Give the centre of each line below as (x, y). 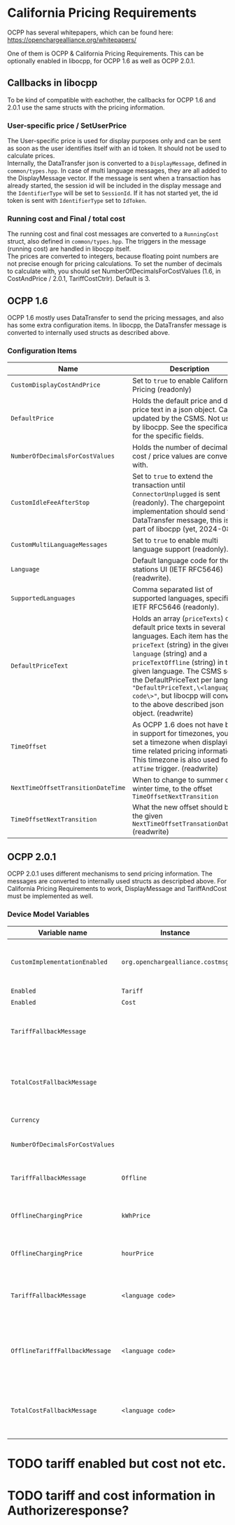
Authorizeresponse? (68, 1510)
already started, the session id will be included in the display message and (114, 186)
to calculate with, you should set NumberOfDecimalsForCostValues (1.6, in (114, 271)
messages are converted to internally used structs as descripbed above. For (117, 881)
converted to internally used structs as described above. (88, 333)
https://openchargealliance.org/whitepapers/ (72, 39)
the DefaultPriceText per (172, 680)
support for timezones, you (184, 734)
